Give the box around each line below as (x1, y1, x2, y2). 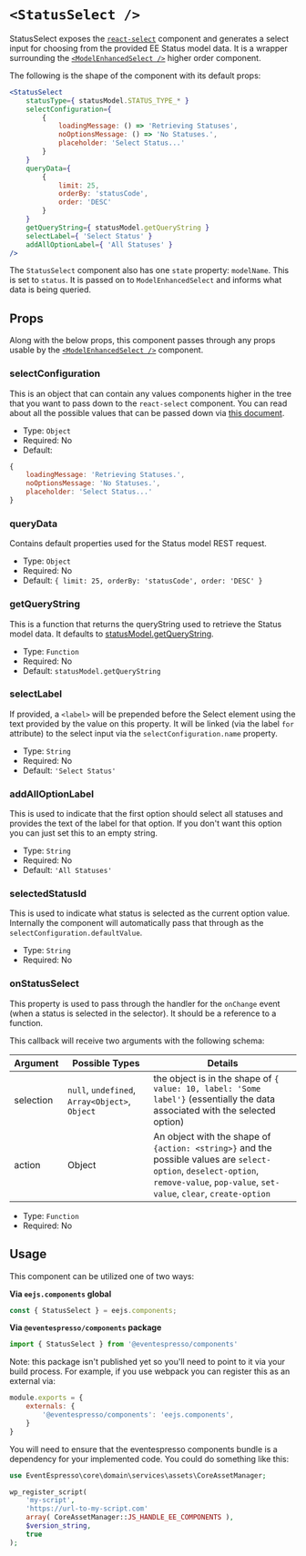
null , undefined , (67, 1083, 137, 1096)
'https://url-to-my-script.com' (25, 1504, 148, 1513)
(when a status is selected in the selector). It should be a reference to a (9, 1008, 277, 1019)
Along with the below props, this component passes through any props (9, 335, 276, 346)
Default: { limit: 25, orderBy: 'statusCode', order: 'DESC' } (22, 575, 263, 586)
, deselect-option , (180, 1164, 260, 1176)
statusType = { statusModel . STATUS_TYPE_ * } (25, 96, 189, 106)
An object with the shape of (153, 1130, 271, 1143)
